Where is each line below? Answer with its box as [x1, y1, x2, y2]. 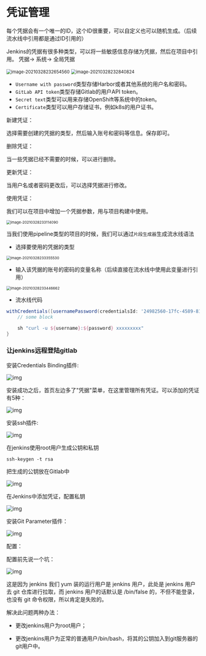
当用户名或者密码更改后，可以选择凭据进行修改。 [6, 181, 130, 189]
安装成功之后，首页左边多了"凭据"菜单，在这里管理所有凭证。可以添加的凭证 [6, 386, 200, 394]
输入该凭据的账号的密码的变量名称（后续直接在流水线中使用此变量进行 [15, 265, 193, 273]
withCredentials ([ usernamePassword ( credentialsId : [6, 308, 139, 315]
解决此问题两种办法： [6, 608, 60, 616]
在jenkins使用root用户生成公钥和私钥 [6, 444, 99, 451]
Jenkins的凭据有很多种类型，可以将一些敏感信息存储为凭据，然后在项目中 [6, 47, 193, 55]
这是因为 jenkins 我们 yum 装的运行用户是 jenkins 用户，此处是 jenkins [6, 580, 184, 587]
